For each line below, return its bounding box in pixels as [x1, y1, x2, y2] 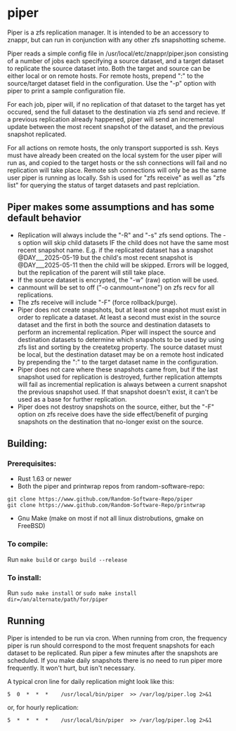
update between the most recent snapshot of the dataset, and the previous [7, 122, 225, 131]
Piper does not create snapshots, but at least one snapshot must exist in [17, 305, 227, 314]
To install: [7, 572, 42, 582]
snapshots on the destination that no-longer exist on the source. [17, 417, 204, 426]
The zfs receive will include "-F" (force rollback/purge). [17, 298, 178, 306]
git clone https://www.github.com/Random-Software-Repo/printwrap [7, 502, 206, 509]
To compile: [7, 539, 48, 549]
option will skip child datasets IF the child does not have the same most [22, 238, 229, 246]
